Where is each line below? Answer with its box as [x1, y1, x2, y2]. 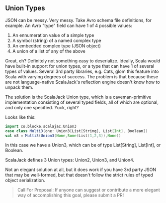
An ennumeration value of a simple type [12, 32, 94, 38]
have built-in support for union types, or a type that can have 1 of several [5, 63, 155, 69]
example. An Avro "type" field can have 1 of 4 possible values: [5, 22, 133, 28]
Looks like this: [5, 114, 36, 120]
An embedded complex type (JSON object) [12, 42, 101, 49]
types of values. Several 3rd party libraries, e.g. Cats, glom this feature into [5, 68, 159, 74]
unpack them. [5, 84, 34, 90]
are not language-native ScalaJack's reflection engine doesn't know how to [5, 79, 160, 85]
